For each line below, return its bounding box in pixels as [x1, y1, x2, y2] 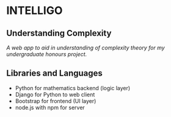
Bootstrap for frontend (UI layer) [15, 97, 96, 104]
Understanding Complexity [6, 28, 112, 38]
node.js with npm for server [15, 104, 85, 111]
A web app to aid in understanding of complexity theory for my [6, 44, 165, 51]
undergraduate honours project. [6, 51, 87, 58]
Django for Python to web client [15, 91, 95, 98]
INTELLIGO [6, 4, 63, 18]
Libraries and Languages [6, 68, 103, 79]
